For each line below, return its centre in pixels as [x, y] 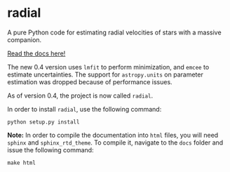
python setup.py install [43, 122]
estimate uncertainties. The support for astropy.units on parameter [105, 74]
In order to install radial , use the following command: [84, 109]
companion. [25, 39]
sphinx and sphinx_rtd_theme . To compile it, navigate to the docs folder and [115, 143]
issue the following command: [50, 150]
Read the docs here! [36, 53]
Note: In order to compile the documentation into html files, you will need [113, 135]
